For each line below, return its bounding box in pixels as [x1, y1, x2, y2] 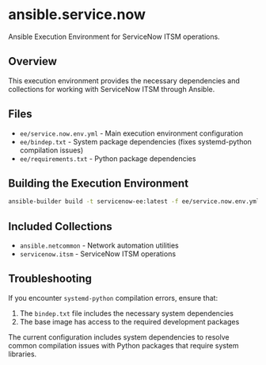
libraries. [8, 349, 37, 359]
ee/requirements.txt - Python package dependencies [19, 153, 196, 163]
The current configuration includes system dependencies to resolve [8, 332, 230, 342]
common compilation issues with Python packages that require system [8, 340, 239, 350]
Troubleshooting [8, 272, 93, 286]
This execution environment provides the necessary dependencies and [8, 75, 240, 85]
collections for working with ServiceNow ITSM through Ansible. [8, 84, 215, 94]
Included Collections [8, 220, 112, 233]
